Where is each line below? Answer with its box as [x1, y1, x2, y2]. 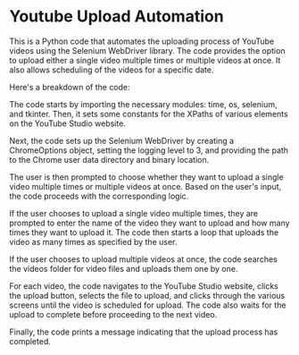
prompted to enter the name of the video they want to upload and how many [9, 217, 290, 228]
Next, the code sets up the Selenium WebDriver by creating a [9, 135, 235, 146]
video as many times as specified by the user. [9, 236, 178, 247]
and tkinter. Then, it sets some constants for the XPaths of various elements [9, 108, 288, 119]
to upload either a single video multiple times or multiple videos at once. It [9, 55, 281, 65]
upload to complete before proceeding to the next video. [9, 309, 218, 319]
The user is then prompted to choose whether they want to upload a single [9, 172, 284, 182]
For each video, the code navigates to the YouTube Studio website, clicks [9, 280, 278, 292]
